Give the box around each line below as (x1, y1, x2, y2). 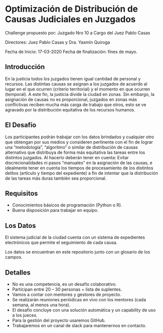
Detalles (5, 268, 31, 277)
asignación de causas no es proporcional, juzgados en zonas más (5, 96, 137, 102)
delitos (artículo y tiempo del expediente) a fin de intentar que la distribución (5, 170, 158, 176)
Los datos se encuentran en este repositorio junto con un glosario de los (5, 249, 150, 255)
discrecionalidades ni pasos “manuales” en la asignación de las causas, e (5, 160, 152, 166)
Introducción (5, 63, 45, 71)
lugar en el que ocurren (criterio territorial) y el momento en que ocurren (5, 86, 150, 92)
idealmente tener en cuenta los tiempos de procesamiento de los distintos (5, 165, 153, 171)
